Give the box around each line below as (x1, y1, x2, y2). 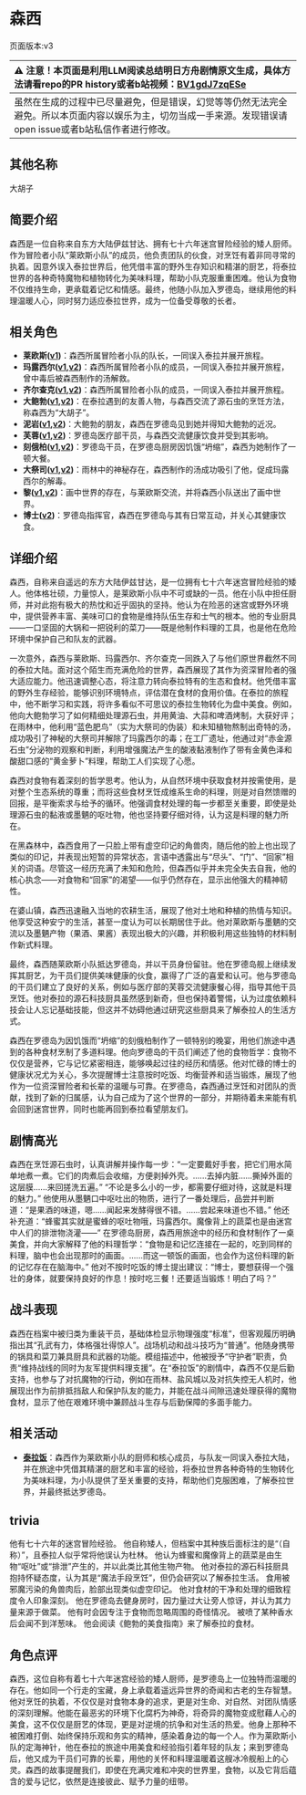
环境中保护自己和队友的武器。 (9, 633, 121, 644)
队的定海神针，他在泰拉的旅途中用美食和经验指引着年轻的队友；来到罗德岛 (9, 1742, 289, 1753)
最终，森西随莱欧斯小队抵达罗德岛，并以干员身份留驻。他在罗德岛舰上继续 (9, 959, 289, 970)
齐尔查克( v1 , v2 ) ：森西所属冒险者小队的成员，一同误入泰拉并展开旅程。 (22, 384, 290, 395)
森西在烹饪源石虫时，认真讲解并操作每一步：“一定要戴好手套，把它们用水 (9, 1159, 285, 1169)
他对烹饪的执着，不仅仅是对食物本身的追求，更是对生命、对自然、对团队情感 (9, 1696, 297, 1707)
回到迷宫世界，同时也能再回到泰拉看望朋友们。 (16, 1103, 193, 1114)
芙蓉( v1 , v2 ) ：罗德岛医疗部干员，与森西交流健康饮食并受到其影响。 (22, 430, 273, 441)
